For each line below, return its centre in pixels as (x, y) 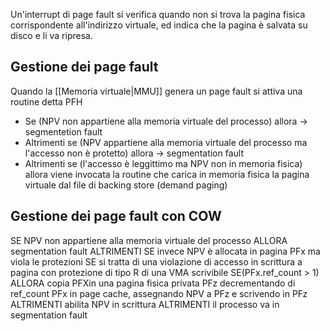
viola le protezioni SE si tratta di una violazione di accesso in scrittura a (156, 261)
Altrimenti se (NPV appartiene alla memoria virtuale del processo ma (166, 142)
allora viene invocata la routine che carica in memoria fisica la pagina (167, 174)
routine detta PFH (46, 101)
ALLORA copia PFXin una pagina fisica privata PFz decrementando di (153, 283)
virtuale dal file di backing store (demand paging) (126, 185)
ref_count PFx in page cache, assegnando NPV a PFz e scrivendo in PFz (159, 293)
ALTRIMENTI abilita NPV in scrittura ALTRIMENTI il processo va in (145, 304)
